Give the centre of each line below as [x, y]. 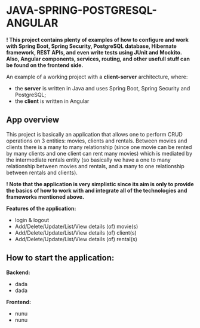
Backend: [18, 272]
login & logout [32, 220]
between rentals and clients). [42, 172]
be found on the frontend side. [45, 65]
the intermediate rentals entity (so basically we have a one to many [89, 160]
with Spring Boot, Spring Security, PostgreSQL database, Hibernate [92, 46]
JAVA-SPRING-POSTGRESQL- [81, 10]
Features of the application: [41, 208]
